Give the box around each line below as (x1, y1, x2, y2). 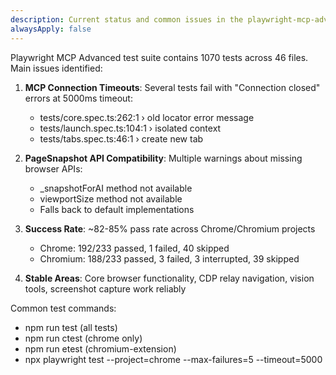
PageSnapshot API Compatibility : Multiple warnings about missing (24, 152, 303, 164)
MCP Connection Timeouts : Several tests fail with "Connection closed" (24, 81, 321, 93)
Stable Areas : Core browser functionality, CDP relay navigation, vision (24, 272, 315, 284)
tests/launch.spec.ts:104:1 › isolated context (39, 122, 222, 134)
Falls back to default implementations (39, 203, 195, 215)
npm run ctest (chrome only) (24, 332, 143, 344)
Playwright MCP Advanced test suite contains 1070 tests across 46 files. (10, 51, 309, 63)
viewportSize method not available (39, 192, 183, 205)
